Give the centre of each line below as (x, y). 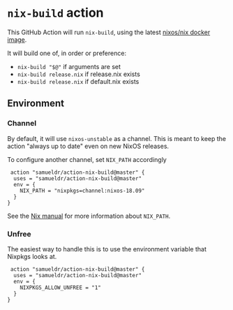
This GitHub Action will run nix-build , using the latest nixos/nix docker (109, 32)
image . (17, 39)
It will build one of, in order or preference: (67, 53)
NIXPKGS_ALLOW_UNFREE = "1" (60, 288)
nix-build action (55, 13)
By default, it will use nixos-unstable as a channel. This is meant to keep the (117, 138)
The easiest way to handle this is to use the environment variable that (107, 249)
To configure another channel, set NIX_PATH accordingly (87, 159)
